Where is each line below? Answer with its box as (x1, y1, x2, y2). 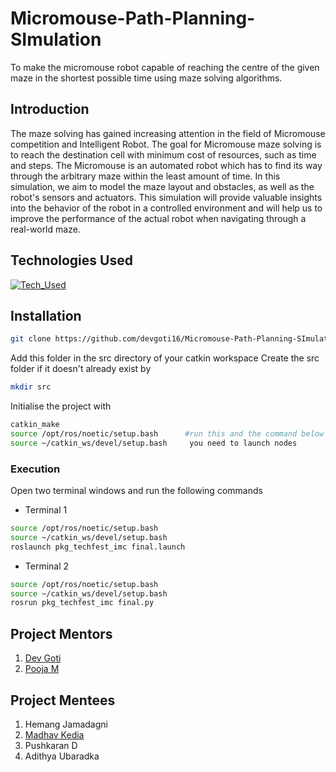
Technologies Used (10, 252, 133, 269)
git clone (10, 334, 52, 344)
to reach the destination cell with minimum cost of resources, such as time (10, 148, 317, 161)
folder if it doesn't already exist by (10, 363, 152, 375)
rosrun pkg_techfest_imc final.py (10, 598, 155, 608)
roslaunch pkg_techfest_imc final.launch (10, 542, 186, 552)
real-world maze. (10, 223, 81, 235)
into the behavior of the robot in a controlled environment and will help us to (10, 202, 323, 214)
